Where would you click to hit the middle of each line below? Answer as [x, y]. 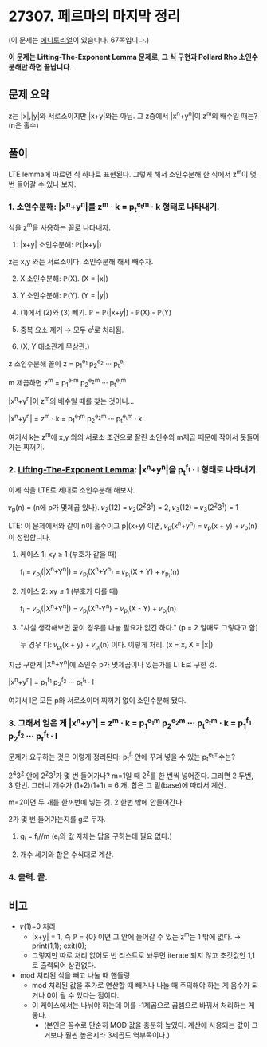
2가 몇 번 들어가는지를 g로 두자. [57, 820]
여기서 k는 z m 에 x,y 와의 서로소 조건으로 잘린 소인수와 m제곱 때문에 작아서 [124, 436]
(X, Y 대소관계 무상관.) [55, 346]
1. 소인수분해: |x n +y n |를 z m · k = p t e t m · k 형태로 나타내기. [114, 207]
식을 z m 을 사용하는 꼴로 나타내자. [60, 227]
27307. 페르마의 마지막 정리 [94, 16]
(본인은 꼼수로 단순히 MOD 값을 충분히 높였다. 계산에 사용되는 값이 [147, 1025]
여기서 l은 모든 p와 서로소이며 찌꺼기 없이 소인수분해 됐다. [97, 700]
